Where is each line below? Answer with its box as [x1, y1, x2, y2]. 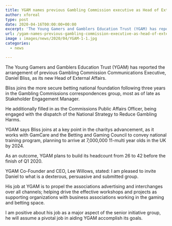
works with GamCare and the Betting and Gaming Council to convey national [5, 131, 167, 138]
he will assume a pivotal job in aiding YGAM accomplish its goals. [5, 215, 143, 221]
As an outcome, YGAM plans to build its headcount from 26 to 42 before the [5, 152, 166, 159]
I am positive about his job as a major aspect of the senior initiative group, [5, 209, 161, 215]
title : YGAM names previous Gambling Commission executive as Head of [5, 7, 159, 13]
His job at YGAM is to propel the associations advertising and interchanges [5, 183, 163, 189]
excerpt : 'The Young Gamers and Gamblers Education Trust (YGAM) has [5, 27, 157, 32]
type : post [5, 17, 29, 22]
